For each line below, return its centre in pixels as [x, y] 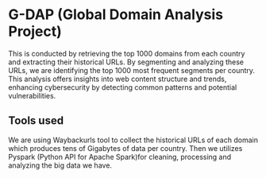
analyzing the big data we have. [60, 165]
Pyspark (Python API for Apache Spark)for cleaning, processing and [120, 157]
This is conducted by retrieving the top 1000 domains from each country [127, 53]
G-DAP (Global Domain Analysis [116, 15]
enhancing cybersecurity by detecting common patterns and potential [123, 87]
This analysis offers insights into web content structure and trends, [118, 79]
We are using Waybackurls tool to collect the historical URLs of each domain [133, 140]
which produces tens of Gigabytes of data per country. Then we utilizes [125, 148]
